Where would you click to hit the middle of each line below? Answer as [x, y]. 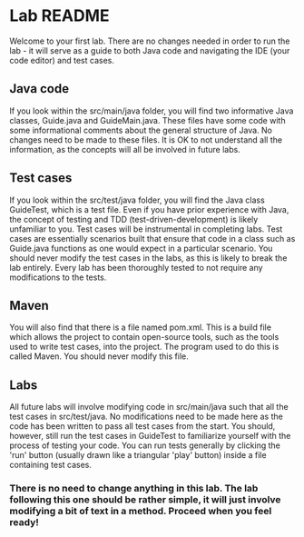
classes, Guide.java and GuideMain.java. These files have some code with [147, 120]
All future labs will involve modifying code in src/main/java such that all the [149, 407]
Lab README [59, 16]
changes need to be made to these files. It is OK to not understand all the [146, 139]
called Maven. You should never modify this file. [99, 356]
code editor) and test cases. [62, 60]
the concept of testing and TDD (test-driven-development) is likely [134, 219]
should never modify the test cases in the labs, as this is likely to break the [148, 258]
